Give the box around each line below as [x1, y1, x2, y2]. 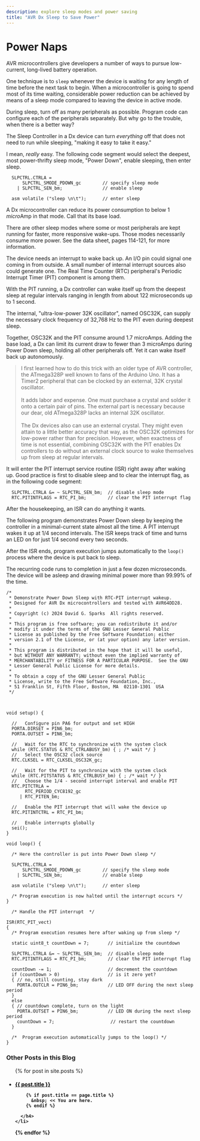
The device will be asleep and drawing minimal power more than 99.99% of [6, 572, 192, 579]
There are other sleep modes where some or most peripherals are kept [6, 224, 180, 231]
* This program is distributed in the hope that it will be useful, [8, 647, 183, 654]
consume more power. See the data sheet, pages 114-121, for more [6, 237, 170, 244]
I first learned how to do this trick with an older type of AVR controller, [20, 365, 193, 372]
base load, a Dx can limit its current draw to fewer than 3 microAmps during [6, 340, 192, 347]
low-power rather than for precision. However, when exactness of [20, 435, 183, 442]
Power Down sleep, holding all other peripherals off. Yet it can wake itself [6, 347, 186, 354]
